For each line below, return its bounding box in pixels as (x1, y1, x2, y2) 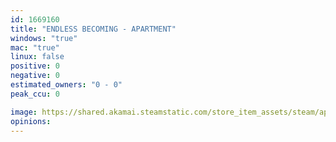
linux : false (10, 52, 65, 62)
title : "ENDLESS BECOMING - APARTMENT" (10, 24, 177, 34)
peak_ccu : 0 (10, 89, 60, 99)
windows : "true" (10, 33, 78, 43)
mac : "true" (10, 42, 60, 53)
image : (10, 107, 38, 117)
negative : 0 (10, 71, 60, 81)
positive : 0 (10, 61, 60, 71)
